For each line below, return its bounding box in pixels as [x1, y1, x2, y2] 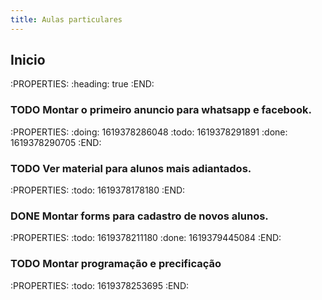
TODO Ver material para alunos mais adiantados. [10, 161, 252, 175]
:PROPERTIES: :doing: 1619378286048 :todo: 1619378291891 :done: [10, 126, 288, 138]
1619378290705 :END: [10, 136, 102, 148]
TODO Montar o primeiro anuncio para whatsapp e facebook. [10, 103, 312, 117]
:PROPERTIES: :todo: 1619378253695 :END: [10, 279, 190, 291]
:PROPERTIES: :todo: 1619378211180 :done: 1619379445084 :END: [10, 232, 282, 244]
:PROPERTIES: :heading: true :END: [10, 78, 155, 90]
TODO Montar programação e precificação [10, 257, 222, 271]
